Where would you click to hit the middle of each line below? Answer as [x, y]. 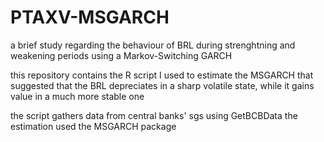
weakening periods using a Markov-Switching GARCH [121, 55]
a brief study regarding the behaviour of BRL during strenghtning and [153, 45]
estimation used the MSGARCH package [93, 126]
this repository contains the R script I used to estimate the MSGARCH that [162, 75]
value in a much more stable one [77, 96]
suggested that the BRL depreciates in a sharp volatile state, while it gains [162, 85]
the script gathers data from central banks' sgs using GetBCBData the [154, 115]
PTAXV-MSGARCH [90, 17]
